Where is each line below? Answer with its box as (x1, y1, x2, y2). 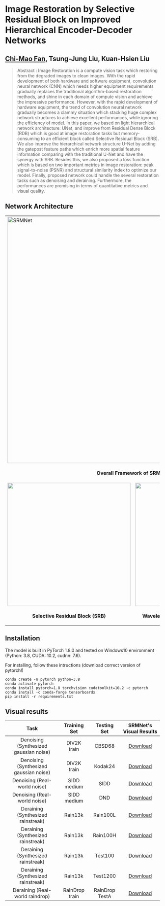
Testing (95, 722, 114, 729)
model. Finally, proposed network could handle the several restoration (17, 173, 159, 178)
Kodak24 (94, 763, 115, 770)
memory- (121, 131, 140, 136)
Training (63, 722, 84, 729)
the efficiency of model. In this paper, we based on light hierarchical (17, 120, 155, 126)
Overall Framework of (96, 469, 149, 476)
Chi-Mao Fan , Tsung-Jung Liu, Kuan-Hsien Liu (5, 54, 150, 63)
